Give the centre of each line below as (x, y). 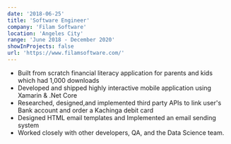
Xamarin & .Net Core (47, 95)
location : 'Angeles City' (45, 33)
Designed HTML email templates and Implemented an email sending (117, 117)
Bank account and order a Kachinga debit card (85, 110)
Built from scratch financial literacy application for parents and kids (115, 73)
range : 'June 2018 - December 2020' (61, 40)
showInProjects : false (41, 46)
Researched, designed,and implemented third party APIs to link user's (119, 103)
